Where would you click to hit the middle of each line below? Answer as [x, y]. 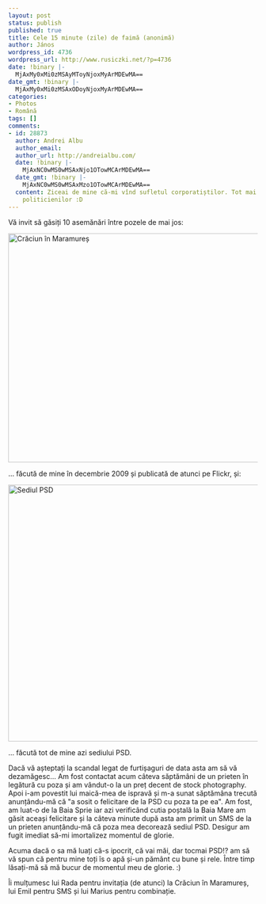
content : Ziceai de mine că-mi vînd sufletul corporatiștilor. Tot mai [136, 192]
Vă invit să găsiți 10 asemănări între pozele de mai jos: [96, 222]
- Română [23, 112]
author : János [32, 45]
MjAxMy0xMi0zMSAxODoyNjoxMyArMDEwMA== [80, 89]
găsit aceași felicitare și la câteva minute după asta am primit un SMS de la [130, 818]
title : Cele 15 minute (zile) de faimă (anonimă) [92, 38]
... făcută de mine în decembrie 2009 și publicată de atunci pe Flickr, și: [125, 473]
